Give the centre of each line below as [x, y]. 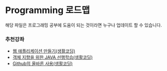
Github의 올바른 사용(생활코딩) [43, 63]
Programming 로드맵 [48, 10]
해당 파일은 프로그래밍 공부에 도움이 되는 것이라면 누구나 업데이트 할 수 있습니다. [84, 25]
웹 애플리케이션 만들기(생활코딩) [44, 51]
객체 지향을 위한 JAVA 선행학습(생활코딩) [53, 57]
